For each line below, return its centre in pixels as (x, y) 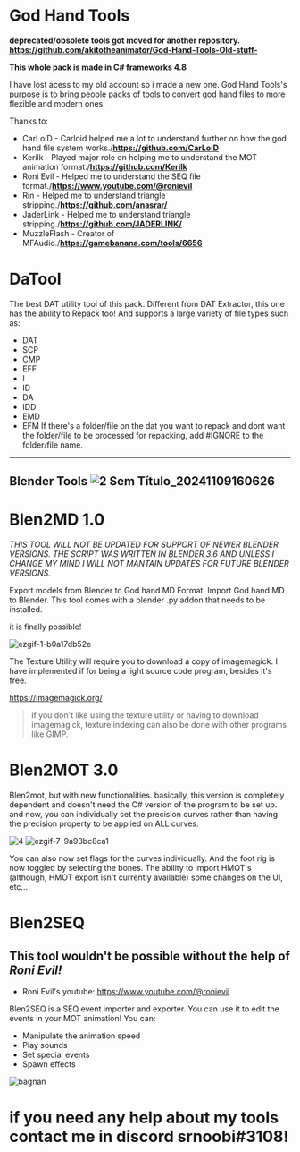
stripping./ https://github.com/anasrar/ (95, 205)
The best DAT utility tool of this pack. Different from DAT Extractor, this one (147, 303)
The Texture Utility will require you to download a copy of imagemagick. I (144, 661)
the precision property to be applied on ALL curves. (104, 823)
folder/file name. (52, 445)
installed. (26, 610)
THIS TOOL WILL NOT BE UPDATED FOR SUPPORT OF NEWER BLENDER (144, 545)
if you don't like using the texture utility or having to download (145, 715)
